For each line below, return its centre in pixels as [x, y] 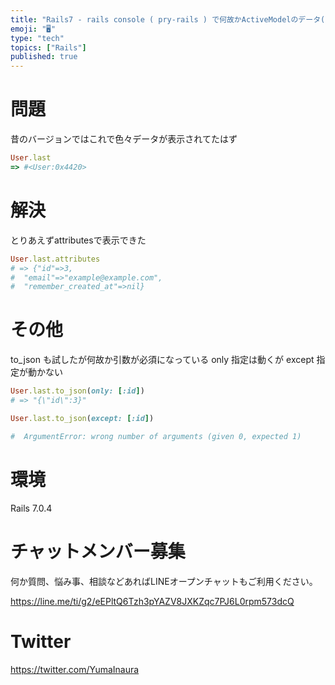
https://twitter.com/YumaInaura [75, 669]
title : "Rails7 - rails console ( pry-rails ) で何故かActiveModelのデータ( [168, 19]
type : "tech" [37, 38]
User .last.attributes [55, 259]
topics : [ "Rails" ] [48, 47]
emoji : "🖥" [33, 29]
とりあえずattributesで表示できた [78, 240]
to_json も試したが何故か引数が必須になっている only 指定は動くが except [162, 360]
